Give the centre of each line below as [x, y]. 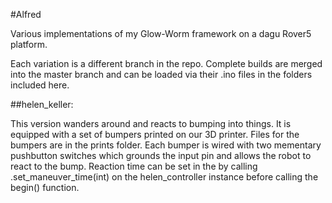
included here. [40, 85]
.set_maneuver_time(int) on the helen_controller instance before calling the [164, 177]
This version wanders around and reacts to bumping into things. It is [151, 123]
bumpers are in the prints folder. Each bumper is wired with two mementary [166, 145]
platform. [29, 44]
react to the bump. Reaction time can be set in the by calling [134, 166]
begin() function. [45, 187]
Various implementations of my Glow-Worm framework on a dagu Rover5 [161, 33]
